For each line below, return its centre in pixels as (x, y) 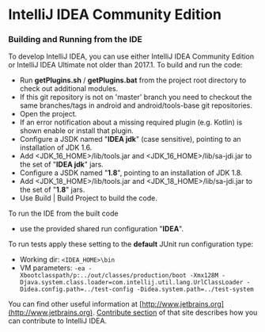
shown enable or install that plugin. (77, 131)
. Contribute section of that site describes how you (175, 313)
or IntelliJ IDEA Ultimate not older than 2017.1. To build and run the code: (125, 65)
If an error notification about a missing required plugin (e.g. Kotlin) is (131, 122)
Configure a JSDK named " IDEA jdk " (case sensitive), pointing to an (130, 139)
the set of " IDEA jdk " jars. (62, 165)
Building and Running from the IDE (75, 40)
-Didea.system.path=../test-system (196, 290)
